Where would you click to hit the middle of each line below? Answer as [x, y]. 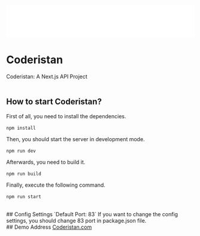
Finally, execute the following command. [56, 185]
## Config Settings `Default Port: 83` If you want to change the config [92, 214]
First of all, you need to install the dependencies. [66, 116]
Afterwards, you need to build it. [46, 162]
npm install [21, 128]
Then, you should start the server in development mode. [75, 139]
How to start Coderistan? [54, 102]
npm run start [24, 196]
